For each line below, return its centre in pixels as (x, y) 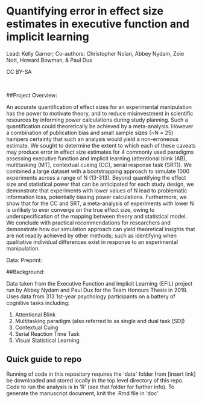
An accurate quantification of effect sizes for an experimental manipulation (99, 106)
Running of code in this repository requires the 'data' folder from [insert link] (101, 374)
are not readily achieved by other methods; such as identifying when (91, 235)
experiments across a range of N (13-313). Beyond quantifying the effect (96, 177)
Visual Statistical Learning (47, 340)
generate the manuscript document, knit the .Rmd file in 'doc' (82, 393)
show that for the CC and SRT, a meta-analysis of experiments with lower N (100, 203)
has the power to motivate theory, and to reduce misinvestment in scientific (100, 113)
